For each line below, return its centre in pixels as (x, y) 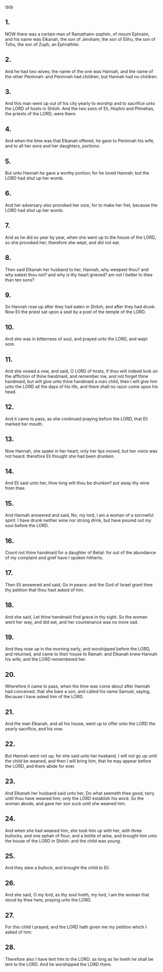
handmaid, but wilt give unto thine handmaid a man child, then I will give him (81, 381)
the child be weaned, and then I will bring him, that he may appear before (78, 761)
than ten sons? (20, 280)
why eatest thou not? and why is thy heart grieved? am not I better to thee (79, 275)
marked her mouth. (24, 424)
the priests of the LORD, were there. (41, 114)
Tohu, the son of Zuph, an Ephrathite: (42, 44)
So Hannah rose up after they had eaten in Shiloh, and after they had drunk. (81, 307)
